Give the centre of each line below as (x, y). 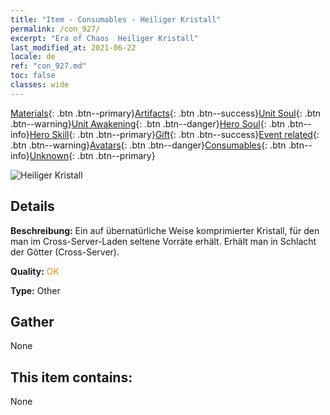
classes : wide (40, 85)
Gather (32, 321)
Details (32, 206)
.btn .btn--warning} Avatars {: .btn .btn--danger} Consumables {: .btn (148, 145)
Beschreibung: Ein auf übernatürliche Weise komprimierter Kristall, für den (165, 230)
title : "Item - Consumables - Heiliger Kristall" (116, 19)
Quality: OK (35, 271)
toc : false (33, 76)
